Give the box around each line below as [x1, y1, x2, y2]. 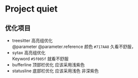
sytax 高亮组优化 [12, 50, 46, 55]
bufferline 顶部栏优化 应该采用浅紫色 [12, 62, 85, 67]
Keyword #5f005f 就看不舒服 [12, 56, 69, 62]
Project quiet [5, 3, 58, 15]
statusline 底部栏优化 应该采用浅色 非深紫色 [12, 68, 99, 74]
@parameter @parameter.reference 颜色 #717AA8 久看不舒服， [12, 44, 136, 49]
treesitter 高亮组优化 [12, 38, 53, 43]
